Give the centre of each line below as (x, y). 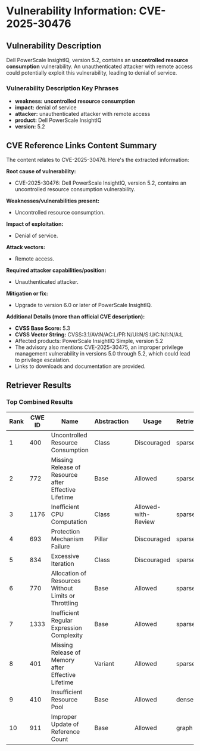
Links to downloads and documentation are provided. (80, 366)
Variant (104, 663)
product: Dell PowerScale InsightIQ (58, 120)
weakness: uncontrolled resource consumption (75, 101)
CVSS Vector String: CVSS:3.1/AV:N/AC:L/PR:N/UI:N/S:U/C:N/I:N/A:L (99, 335)
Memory (63, 660)
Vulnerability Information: (71, 11)
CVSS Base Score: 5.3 (42, 328)
